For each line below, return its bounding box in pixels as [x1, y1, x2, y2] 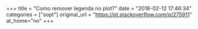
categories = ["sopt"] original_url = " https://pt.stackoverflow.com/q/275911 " [6, 11, 193, 18]
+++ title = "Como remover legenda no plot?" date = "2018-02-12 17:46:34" [6, 5, 192, 12]
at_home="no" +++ [6, 17, 54, 24]
